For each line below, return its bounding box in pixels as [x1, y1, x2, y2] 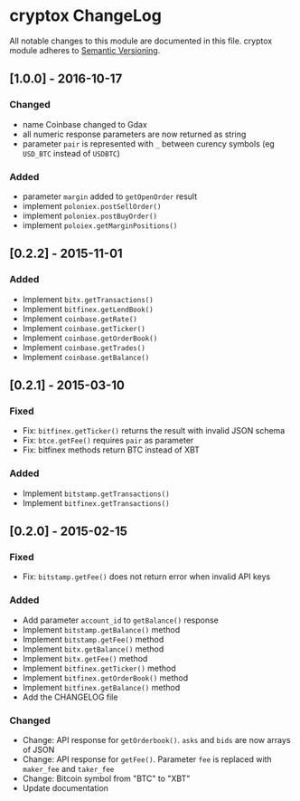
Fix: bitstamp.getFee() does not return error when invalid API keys [22, 571, 271, 582]
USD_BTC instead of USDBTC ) [22, 148, 120, 158]
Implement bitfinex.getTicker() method [22, 663, 176, 673]
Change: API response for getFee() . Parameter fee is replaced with [22, 753, 273, 765]
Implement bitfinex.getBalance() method [22, 682, 181, 692]
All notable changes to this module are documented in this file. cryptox [9, 35, 273, 46]
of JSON [22, 744, 55, 755]
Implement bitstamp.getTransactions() [22, 488, 170, 499]
